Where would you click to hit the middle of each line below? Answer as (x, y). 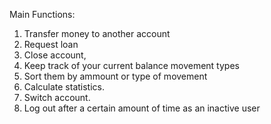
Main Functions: (42, 14)
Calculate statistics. (64, 87)
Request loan (51, 44)
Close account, (55, 55)
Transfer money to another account (97, 33)
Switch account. (57, 97)
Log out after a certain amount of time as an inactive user (142, 108)
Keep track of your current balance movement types (131, 65)
